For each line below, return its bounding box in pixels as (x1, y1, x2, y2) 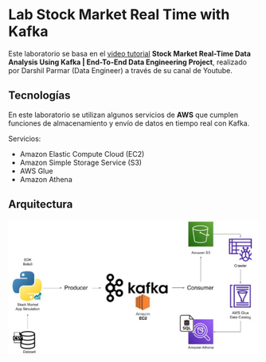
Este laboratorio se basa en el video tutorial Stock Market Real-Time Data (8, 49, 251, 58)
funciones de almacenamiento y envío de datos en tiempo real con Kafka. (8, 118, 250, 128)
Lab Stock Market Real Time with (8, 6, 230, 24)
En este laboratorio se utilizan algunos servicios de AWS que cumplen (8, 110, 239, 119)
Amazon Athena (19, 174, 73, 184)
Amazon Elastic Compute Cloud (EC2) (19, 149, 145, 158)
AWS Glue (19, 165, 53, 176)
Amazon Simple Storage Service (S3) (19, 158, 142, 167)
